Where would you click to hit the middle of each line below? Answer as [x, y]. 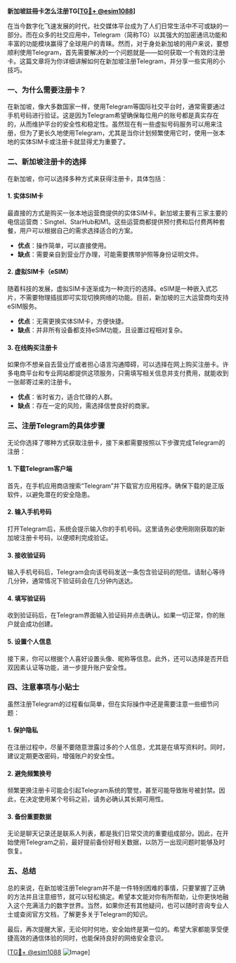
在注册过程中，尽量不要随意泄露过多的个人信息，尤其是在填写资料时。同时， [118, 747]
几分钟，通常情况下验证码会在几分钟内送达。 [72, 581]
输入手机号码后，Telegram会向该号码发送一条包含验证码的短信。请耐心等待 [116, 572]
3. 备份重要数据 [29, 817]
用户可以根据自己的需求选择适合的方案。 [78, 230]
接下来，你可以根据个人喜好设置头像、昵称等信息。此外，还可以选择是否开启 [118, 658]
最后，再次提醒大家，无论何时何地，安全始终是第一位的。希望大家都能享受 [115, 929]
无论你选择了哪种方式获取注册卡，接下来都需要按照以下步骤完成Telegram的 [116, 442]
